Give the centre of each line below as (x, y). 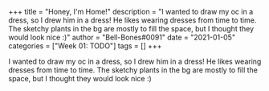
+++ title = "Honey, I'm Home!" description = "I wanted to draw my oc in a (131, 12)
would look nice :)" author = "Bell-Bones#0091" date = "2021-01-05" (122, 37)
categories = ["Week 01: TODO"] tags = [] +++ (85, 46)
